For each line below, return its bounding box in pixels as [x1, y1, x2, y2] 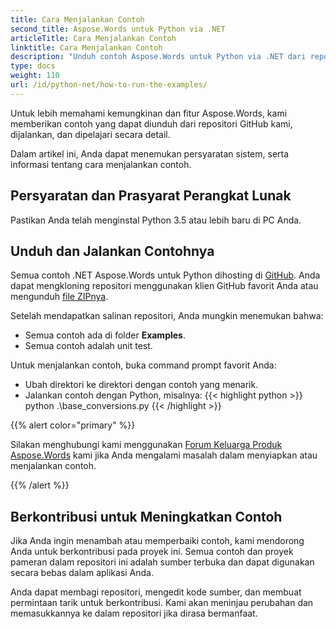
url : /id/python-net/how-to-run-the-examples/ [10, 80, 208, 90]
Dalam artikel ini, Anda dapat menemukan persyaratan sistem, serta [10, 147, 290, 160]
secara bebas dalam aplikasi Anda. [10, 567, 155, 579]
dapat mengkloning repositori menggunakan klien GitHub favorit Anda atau [10, 280, 319, 292]
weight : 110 [10, 71, 60, 81]
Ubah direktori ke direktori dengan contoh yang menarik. [24, 379, 259, 391]
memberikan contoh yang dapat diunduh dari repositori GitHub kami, [10, 117, 293, 130]
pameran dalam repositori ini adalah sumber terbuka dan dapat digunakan [10, 556, 315, 568]
